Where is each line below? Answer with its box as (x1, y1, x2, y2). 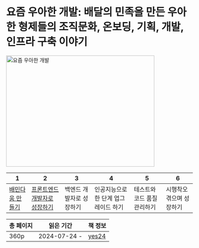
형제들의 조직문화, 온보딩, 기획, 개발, (18, 20, 184, 34)
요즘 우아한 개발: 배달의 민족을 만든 (6, 5, 165, 19)
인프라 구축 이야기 (6, 35, 88, 49)
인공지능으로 (94, 185, 127, 193)
